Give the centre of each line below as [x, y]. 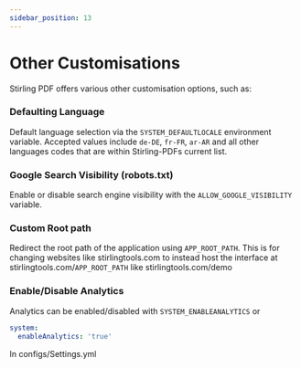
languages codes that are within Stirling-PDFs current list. [118, 151]
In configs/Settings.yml [53, 353]
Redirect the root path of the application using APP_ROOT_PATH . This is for [145, 248]
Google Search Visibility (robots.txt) [91, 174]
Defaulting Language [57, 112]
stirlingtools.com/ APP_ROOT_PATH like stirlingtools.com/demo [121, 268]
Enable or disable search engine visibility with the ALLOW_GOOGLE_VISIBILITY [151, 195]
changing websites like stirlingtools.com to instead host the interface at [144, 258]
